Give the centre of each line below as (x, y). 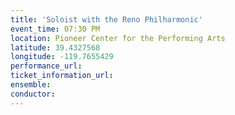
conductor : (33, 94)
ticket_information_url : (62, 76)
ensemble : (31, 85)
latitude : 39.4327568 (55, 47)
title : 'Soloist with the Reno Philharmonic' (106, 19)
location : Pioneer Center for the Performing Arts (118, 38)
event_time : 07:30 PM (55, 29)
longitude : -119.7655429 (62, 57)
